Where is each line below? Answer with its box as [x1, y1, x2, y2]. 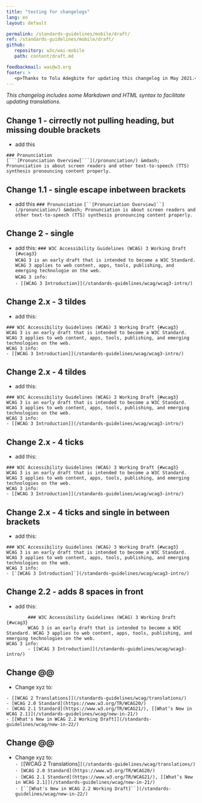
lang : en [6, 14, 28, 20]
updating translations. [6, 98, 61, 105]
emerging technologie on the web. [14, 267, 102, 273]
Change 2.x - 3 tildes [6, 297, 86, 307]
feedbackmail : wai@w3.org [6, 64, 71, 70]
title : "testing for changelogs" [6, 8, 90, 15]
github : [6, 42, 26, 48]
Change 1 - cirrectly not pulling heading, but [6, 115, 174, 126]
